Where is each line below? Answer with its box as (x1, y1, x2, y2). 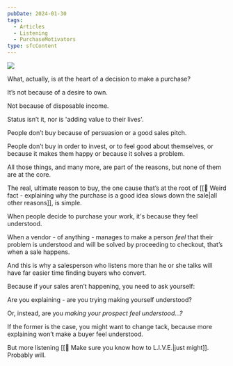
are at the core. (7, 170, 51, 178)
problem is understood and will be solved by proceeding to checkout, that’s (7, 241, 223, 248)
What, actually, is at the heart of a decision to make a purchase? (7, 74, 191, 83)
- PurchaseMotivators (13, 36, 77, 43)
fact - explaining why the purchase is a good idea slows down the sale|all (7, 191, 218, 199)
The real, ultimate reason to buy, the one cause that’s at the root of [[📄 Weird (7, 184, 227, 192)
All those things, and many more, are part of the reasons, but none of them (7, 163, 221, 171)
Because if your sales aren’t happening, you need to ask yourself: (7, 283, 195, 290)
